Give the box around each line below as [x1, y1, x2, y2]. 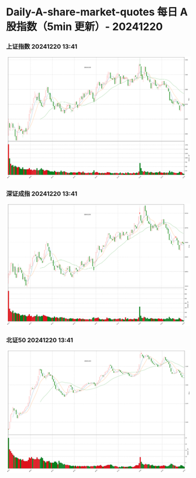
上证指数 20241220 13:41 [6, 42, 78, 51]
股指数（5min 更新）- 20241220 [6, 20, 163, 33]
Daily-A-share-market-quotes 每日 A [6, 5, 188, 19]
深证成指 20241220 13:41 [6, 189, 78, 197]
